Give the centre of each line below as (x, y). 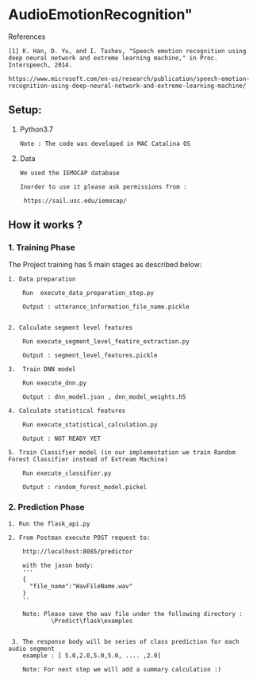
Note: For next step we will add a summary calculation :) (122, 669)
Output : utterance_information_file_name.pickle (106, 307)
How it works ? (46, 225)
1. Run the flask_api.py (49, 524)
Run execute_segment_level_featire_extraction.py (106, 342)
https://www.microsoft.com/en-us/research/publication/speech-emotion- (129, 78)
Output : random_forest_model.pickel (85, 488)
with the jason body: (58, 565)
